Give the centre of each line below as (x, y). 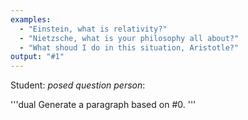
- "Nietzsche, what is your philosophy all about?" (129, 38)
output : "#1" (37, 57)
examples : (31, 19)
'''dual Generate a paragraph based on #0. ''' (103, 105)
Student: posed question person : (78, 85)
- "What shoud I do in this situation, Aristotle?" (129, 47)
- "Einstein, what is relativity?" (93, 29)
